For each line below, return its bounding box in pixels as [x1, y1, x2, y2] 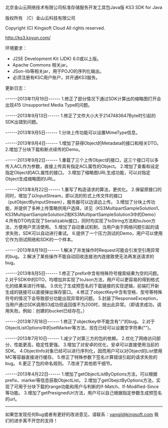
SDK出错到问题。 [5, 119, 41, 125]
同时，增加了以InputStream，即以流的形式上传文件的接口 [5, 193, 122, 199]
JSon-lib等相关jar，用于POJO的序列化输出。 [12, 68, 104, 74]
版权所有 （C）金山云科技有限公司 [5, 15, 76, 21]
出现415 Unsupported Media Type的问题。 [5, 102, 92, 108]
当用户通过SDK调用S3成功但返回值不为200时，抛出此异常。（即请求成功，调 [5, 302, 161, 307]
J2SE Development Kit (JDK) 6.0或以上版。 [12, 56, 101, 62]
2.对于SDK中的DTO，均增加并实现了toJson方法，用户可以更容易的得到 [5, 277, 151, 282]
